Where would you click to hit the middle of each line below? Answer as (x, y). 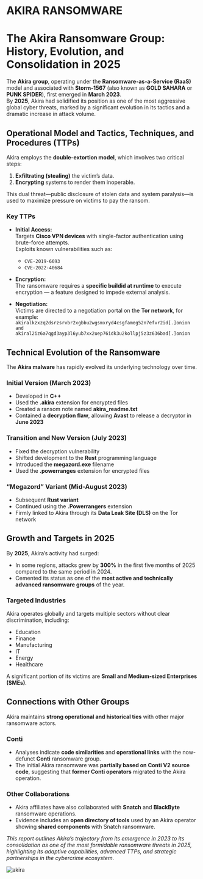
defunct (25, 759)
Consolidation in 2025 (63, 64)
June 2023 (29, 422)
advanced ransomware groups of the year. (70, 585)
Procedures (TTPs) (43, 143)
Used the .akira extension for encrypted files (71, 403)
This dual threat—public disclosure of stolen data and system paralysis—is (100, 194)
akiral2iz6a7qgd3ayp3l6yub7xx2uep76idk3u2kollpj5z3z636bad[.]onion (102, 334)
